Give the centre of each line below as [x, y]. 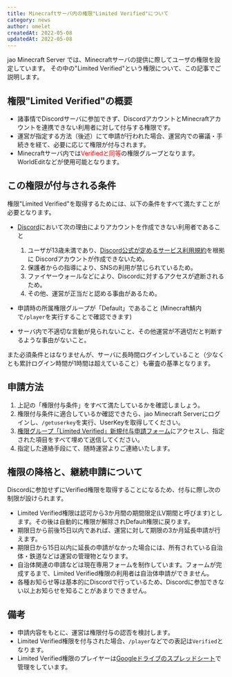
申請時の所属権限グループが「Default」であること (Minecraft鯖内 [109, 308]
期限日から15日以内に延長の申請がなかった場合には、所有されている [114, 548]
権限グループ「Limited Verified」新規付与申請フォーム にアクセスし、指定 [121, 431]
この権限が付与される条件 [61, 186]
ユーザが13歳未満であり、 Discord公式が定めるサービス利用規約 [117, 250]
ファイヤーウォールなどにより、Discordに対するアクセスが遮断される [126, 276]
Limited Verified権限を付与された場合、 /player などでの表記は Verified [117, 641]
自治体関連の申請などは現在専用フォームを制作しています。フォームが [116, 565]
